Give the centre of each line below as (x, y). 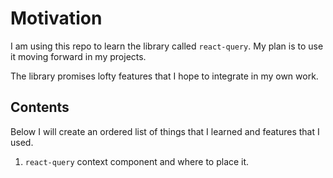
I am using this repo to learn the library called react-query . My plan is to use (167, 46)
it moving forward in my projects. (78, 56)
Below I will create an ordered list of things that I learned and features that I (165, 131)
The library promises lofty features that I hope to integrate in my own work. (164, 76)
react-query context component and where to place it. (137, 161)
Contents (40, 107)
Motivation (56, 18)
